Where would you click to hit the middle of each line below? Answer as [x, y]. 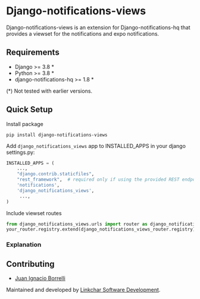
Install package [25, 124]
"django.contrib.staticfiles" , [56, 174]
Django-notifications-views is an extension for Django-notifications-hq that [98, 27]
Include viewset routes [34, 213]
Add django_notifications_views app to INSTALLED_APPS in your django [96, 146]
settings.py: [21, 152]
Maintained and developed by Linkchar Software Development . [83, 290]
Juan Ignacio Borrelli [40, 278]
